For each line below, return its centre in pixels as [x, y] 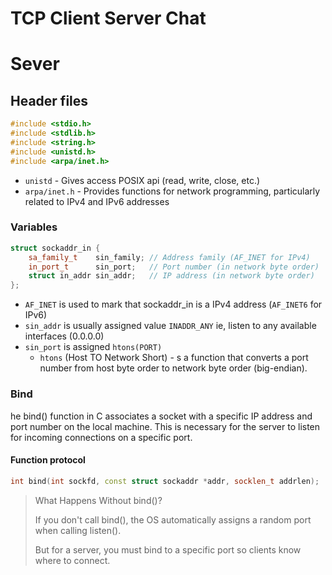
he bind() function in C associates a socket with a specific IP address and [161, 416]
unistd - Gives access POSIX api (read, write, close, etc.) [142, 180]
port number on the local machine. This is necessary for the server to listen [165, 426]
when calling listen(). [78, 530]
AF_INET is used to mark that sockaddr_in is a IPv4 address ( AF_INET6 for [173, 304]
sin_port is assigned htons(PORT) [93, 347]
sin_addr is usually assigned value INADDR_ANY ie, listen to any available [170, 326]
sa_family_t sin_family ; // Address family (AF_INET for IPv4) [169, 257]
